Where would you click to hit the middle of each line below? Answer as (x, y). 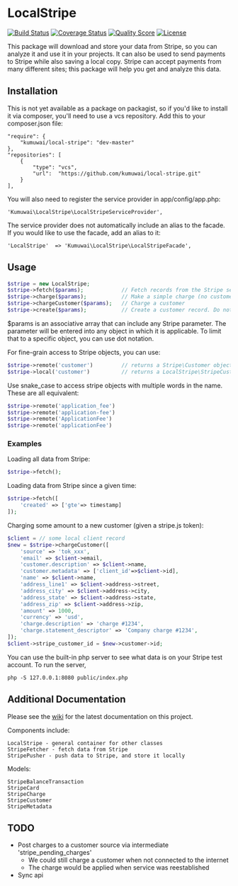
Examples (25, 444)
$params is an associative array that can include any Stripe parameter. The (117, 323)
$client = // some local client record (66, 538)
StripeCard (23, 788)
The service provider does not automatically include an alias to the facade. (116, 225)
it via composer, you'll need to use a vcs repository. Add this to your (107, 115)
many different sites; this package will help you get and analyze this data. (114, 69)
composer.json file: (35, 123)
